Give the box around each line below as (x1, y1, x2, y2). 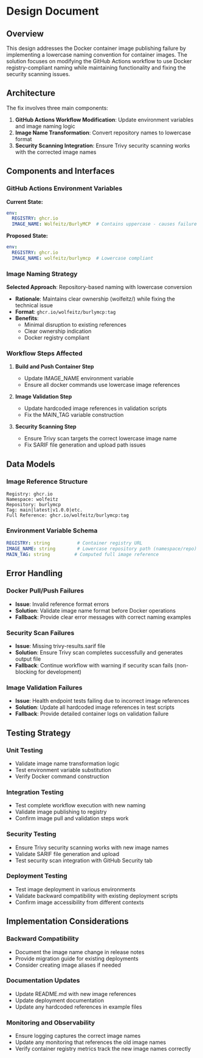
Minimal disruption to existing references (24, 321, 126, 329)
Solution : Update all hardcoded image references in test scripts (15, 704, 175, 711)
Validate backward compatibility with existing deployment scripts (15, 892, 178, 899)
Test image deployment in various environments (15, 885, 136, 893)
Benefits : (15, 315, 39, 322)
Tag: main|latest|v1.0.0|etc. (6, 507, 83, 513)
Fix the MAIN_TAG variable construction (24, 411, 124, 419)
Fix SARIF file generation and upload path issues (24, 441, 146, 448)
